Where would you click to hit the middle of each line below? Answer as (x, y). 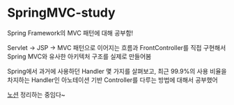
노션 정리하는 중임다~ (37, 95)
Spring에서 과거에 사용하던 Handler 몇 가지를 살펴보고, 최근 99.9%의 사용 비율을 (117, 71)
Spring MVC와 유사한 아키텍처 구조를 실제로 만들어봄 (79, 56)
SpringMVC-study (62, 13)
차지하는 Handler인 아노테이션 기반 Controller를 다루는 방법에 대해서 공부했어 (112, 80)
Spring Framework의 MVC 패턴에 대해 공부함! (70, 33)
